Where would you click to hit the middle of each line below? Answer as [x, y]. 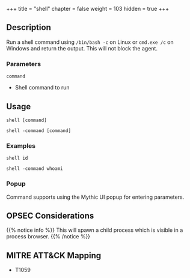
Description [29, 27]
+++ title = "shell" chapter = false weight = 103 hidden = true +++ [88, 9]
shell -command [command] [38, 131]
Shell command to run [42, 88]
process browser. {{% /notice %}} [48, 237]
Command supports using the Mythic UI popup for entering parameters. [95, 197]
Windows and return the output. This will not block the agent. [82, 48]
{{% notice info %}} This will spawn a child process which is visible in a [95, 230]
